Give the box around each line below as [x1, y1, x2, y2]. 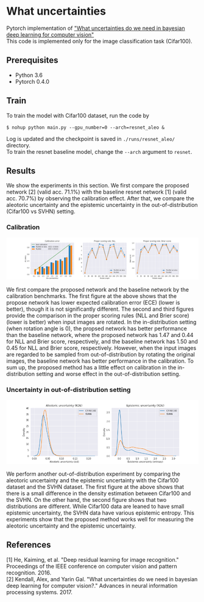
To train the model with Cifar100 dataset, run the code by [6, 112, 149, 119]
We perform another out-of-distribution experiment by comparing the [6, 470, 181, 477]
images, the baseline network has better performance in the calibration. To [6, 357, 194, 364]
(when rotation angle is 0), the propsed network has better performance [6, 325, 188, 332]
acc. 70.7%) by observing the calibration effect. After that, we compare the [6, 195, 195, 202]
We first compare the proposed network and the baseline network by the [6, 286, 189, 294]
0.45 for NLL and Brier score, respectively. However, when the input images [6, 344, 197, 352]
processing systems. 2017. [6, 588, 73, 596]
